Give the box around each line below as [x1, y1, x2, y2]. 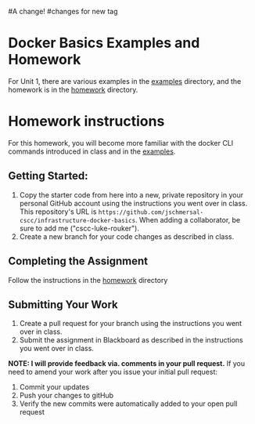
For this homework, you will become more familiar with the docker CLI [8, 138, 234, 147]
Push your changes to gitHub [19, 391, 114, 400]
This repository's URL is [19, 207, 97, 216]
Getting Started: [8, 169, 88, 183]
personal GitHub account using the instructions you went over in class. [19, 198, 248, 208]
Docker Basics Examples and [8, 34, 200, 52]
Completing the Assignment [8, 255, 149, 268]
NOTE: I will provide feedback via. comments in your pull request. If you [8, 359, 245, 368]
